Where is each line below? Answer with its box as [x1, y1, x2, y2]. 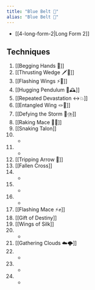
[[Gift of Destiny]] [14, 214, 57, 222]
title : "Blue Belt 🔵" [6, 8, 59, 15]
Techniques [6, 47, 50, 57]
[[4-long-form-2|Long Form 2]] [14, 30, 90, 37]
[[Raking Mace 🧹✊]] [14, 119, 62, 126]
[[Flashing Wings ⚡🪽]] [14, 78, 68, 85]
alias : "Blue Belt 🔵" [6, 14, 59, 20]
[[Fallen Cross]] [14, 162, 53, 169]
